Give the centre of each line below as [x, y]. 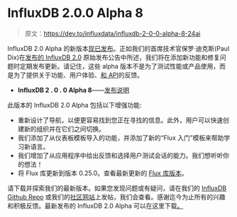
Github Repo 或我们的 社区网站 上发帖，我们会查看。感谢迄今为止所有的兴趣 [116, 197]
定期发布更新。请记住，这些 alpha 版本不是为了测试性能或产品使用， [120, 66]
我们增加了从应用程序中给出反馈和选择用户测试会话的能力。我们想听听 [120, 155]
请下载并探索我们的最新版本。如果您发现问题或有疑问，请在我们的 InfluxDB [117, 188]
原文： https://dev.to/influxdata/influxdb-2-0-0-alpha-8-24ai [112, 33]
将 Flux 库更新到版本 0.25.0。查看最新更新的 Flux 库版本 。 [103, 173]
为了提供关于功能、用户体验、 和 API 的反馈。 [78, 75]
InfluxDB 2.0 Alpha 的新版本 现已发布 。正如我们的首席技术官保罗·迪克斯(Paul [118, 48]
